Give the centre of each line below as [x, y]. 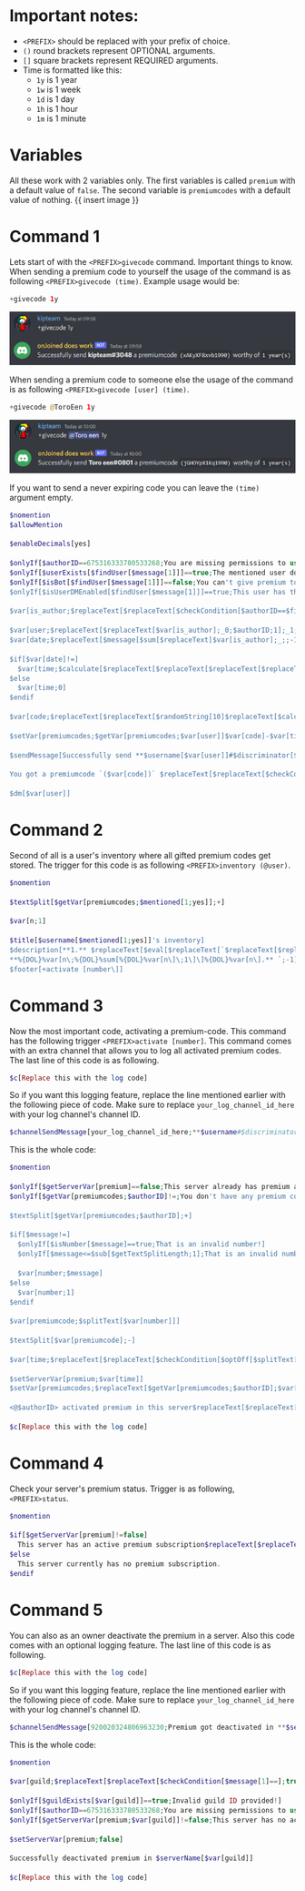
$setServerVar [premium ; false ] [67, 1839]
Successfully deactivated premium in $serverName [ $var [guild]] [132, 1858]
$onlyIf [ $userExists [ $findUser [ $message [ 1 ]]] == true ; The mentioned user [148, 573]
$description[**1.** [49, 950]
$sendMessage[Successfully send [70, 755]
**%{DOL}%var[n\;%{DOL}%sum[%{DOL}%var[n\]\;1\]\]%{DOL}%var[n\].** [142, 960]
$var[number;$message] [60, 1273]
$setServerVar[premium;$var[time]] [77, 1379]
